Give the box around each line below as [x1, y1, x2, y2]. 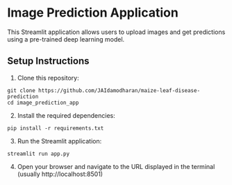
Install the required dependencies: [17, 111, 116, 119]
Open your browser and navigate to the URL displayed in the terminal [17, 162, 215, 170]
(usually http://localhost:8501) [17, 170, 103, 178]
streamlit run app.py [7, 150, 70, 157]
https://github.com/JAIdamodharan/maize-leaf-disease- [38, 87, 200, 94]
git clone [7, 87, 36, 94]
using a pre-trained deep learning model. [7, 35, 125, 43]
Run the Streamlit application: [17, 136, 102, 145]
